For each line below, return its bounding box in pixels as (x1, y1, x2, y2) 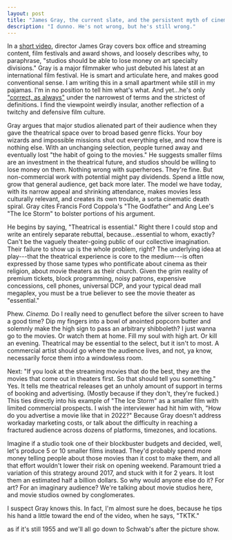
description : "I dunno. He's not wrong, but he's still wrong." (7, 23, 196, 30)
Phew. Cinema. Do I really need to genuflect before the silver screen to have (7, 310, 224, 318)
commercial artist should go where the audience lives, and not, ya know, (7, 346, 213, 355)
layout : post (7, 10, 45, 17)
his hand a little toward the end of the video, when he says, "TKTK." (7, 512, 200, 520)
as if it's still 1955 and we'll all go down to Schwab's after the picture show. (7, 525, 220, 533)
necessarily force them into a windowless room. (7, 354, 144, 362)
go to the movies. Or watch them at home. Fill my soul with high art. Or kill (7, 332, 217, 340)
